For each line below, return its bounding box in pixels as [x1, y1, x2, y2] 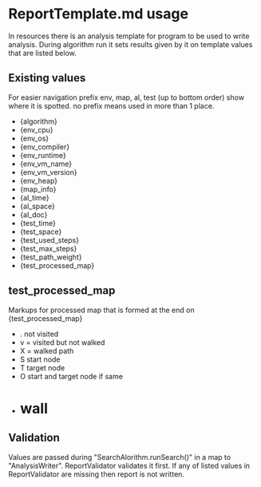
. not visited [19, 329, 59, 339]
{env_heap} [19, 176, 58, 185]
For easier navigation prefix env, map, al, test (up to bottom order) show [8, 93, 245, 102]
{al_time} [19, 192, 49, 202]
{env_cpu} [19, 125, 53, 134]
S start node [19, 354, 61, 364]
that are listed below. [8, 48, 77, 57]
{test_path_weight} [19, 252, 82, 262]
